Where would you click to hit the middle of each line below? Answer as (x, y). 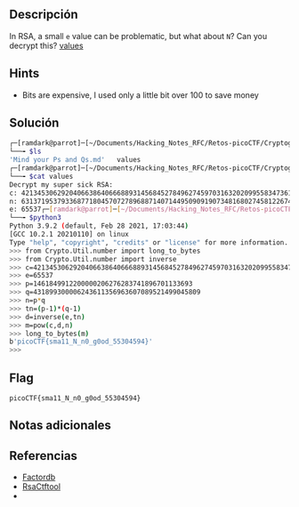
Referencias (44, 456)
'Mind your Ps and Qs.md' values (75, 160)
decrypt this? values (46, 45)
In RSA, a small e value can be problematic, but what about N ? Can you (138, 36)
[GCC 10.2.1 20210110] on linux (69, 235)
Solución (34, 123)
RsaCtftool (41, 487)
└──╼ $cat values (41, 176)
